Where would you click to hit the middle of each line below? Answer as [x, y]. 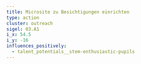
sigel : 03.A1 [23, 29]
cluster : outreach [30, 23]
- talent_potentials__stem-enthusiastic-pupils [74, 52]
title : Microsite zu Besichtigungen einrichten [68, 12]
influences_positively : [37, 46]
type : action [23, 18]
